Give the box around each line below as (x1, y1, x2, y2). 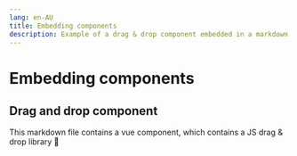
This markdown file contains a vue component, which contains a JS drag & (9, 127, 284, 138)
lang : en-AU (9, 12, 53, 22)
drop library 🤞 (9, 136, 60, 147)
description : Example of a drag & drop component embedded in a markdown (9, 29, 289, 38)
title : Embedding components (9, 21, 117, 30)
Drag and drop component (9, 103, 158, 119)
